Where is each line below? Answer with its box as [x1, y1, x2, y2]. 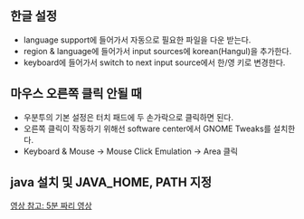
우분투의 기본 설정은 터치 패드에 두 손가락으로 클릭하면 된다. [23, 111, 234, 122]
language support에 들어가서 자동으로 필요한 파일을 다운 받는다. [23, 34, 252, 45]
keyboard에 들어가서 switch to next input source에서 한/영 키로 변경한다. [23, 57, 286, 68]
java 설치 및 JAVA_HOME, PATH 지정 [10, 175, 212, 190]
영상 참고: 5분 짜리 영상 [10, 200, 93, 211]
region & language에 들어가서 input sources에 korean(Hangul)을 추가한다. [23, 45, 292, 56]
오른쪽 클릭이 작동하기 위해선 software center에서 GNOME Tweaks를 [23, 123, 271, 134]
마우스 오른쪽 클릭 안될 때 [10, 86, 143, 101]
